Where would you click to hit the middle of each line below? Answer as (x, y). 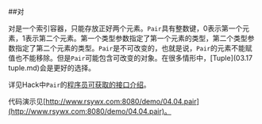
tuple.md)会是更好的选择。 (52, 68)
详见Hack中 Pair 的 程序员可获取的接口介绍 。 (79, 85)
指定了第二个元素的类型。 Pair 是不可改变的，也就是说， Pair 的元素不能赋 (133, 48)
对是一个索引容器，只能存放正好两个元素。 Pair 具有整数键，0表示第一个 (125, 28)
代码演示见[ (27, 101)
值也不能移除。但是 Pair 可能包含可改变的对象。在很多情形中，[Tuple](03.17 (130, 58)
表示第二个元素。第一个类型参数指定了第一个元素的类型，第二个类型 (136, 38)
